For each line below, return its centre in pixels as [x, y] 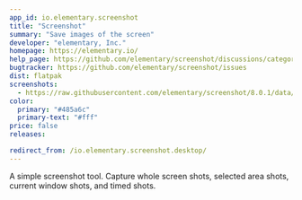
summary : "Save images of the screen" [82, 34]
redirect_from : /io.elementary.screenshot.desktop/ [108, 151]
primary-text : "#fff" [58, 117]
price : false [34, 126]
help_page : [30, 59]
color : [22, 101]
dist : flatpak [36, 76]
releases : [28, 135]
